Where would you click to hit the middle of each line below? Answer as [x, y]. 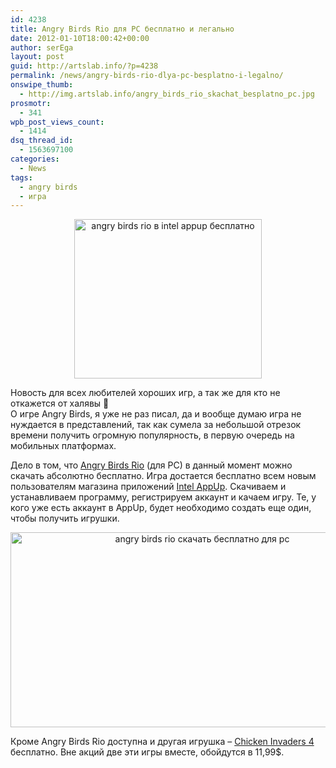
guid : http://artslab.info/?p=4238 [84, 66]
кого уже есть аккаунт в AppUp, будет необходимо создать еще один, [161, 508]
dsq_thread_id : [42, 141]
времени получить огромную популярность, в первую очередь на [152, 435]
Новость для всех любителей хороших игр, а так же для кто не [145, 393]
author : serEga [42, 47]
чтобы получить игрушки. [65, 518]
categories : [35, 159]
